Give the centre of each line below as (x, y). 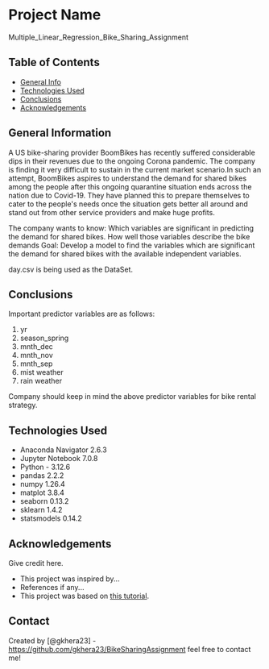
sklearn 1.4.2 (41, 510)
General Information (60, 133)
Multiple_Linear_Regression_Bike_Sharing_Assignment (99, 37)
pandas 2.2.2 (42, 476)
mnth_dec (37, 347)
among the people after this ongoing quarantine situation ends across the (130, 186)
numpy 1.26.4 (43, 484)
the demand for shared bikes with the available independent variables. (125, 253)
